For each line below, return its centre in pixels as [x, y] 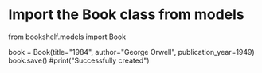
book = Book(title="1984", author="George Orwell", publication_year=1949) [131, 52]
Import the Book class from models [126, 15]
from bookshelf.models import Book [67, 36]
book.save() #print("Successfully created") [79, 60]
